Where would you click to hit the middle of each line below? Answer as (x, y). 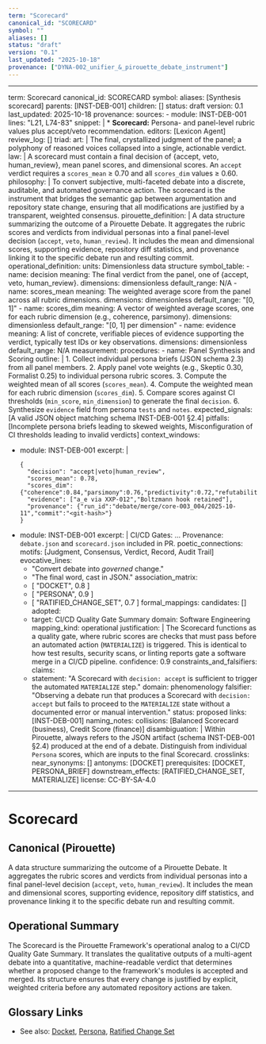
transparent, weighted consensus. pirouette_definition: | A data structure (127, 215)
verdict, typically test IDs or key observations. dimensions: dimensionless (128, 341)
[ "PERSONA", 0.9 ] (62, 594)
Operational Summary (64, 926)
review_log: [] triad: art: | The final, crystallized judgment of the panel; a (125, 139)
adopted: (46, 611)
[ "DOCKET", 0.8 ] (61, 585)
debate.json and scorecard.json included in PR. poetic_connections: (131, 543)
